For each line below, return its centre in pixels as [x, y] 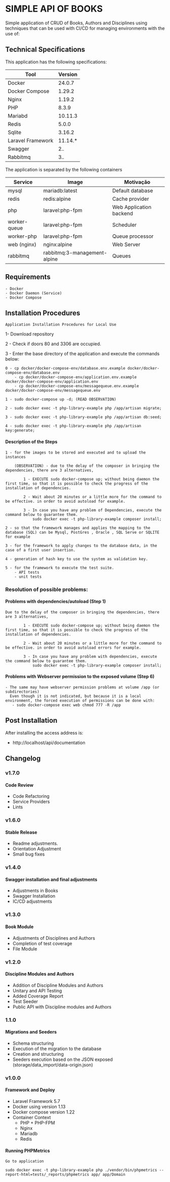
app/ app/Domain [108, 1175]
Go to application [25, 1161]
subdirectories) [22, 692]
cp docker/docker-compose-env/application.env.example [78, 377]
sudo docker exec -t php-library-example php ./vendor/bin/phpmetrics [81, 1170]
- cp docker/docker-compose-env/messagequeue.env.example [77, 386]
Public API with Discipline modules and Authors [62, 1007]
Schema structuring [33, 1043]
